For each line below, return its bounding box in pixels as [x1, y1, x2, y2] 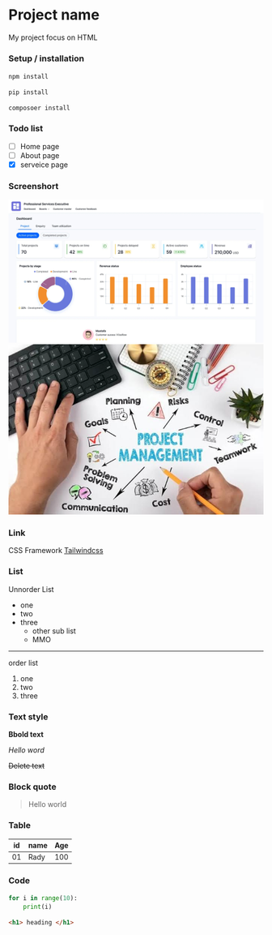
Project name [8, 6, 100, 24]
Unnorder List [8, 584, 54, 594]
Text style [8, 711, 49, 723]
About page [19, 150, 60, 160]
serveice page [19, 160, 69, 169]
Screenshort [8, 180, 59, 191]
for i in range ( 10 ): [8, 894, 79, 903]
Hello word [8, 744, 45, 755]
